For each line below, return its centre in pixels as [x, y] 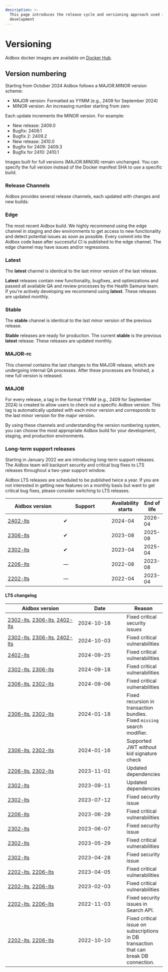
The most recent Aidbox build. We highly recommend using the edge [76, 226]
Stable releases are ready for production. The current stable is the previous [83, 336]
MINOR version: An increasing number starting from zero [71, 106]
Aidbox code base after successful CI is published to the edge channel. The [83, 242]
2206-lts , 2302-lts [31, 771]
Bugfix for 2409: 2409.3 [37, 147]
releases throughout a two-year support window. [55, 470]
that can [136, 950]
